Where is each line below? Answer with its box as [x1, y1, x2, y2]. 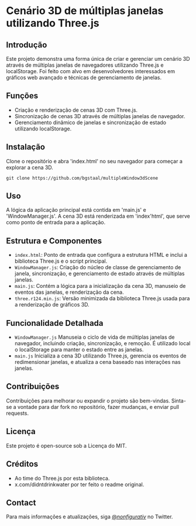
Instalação [6, 142, 46, 152]
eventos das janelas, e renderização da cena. [14, 288, 124, 296]
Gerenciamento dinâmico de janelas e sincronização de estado [14, 119, 167, 126]
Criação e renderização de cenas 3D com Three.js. [14, 106, 138, 114]
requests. [6, 410, 29, 417]
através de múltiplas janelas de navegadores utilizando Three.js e [6, 61, 164, 68]
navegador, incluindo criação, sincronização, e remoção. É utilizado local [14, 340, 191, 347]
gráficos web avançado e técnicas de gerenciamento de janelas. [6, 74, 162, 81]
